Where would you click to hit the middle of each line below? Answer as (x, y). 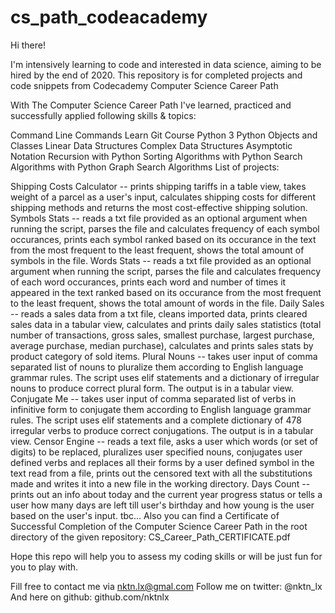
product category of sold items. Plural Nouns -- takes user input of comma (164, 356)
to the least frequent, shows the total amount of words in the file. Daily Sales (167, 303)
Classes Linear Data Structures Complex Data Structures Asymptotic (151, 145)
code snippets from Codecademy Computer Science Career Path (144, 85)
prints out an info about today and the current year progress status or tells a (166, 494)
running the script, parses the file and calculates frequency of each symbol (165, 228)
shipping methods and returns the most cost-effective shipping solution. (159, 207)
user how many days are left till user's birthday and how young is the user (162, 505)
